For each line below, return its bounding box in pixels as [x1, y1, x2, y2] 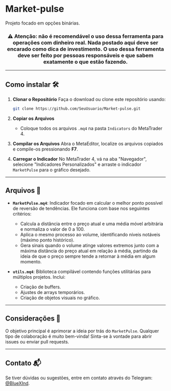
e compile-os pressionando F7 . [12, 146, 78, 152]
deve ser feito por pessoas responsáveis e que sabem [17, 52, 154, 59]
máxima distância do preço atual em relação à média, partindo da [20, 248, 158, 254]
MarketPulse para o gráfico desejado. [12, 166, 91, 173]
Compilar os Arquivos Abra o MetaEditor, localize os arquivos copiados [12, 140, 163, 146]
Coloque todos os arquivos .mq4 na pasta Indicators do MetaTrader [20, 125, 163, 131]
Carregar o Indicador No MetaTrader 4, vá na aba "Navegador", [12, 156, 147, 162]
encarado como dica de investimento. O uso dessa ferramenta [7, 45, 164, 53]
